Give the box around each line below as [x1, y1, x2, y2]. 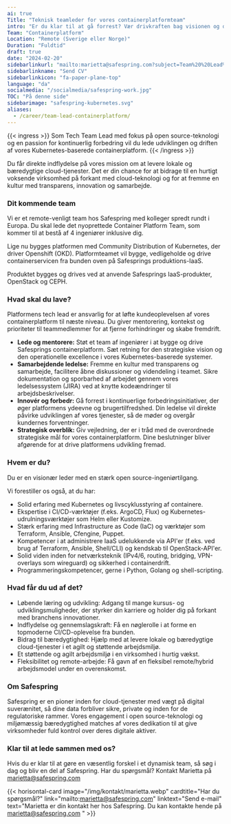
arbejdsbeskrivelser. [16, 390, 75, 398]
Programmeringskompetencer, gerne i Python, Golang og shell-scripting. [16, 566, 223, 574]
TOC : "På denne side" [7, 94, 69, 101]
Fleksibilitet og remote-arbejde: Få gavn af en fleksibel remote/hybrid [16, 657, 214, 665]
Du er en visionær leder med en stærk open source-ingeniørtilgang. [7, 473, 199, 482]
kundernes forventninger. [16, 419, 89, 427]
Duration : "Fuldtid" [7, 42, 67, 49]
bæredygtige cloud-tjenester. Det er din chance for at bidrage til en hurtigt [7, 167, 218, 175]
